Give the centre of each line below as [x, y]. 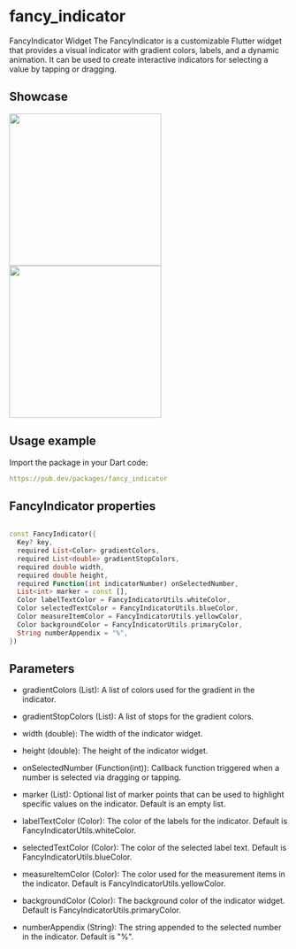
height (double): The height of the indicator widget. [115, 751]
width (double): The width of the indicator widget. [112, 734]
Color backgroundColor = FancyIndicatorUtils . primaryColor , [130, 625]
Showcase [39, 97]
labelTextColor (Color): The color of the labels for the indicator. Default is [155, 822]
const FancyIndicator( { [53, 534]
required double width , [61, 567]
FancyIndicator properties [83, 506]
